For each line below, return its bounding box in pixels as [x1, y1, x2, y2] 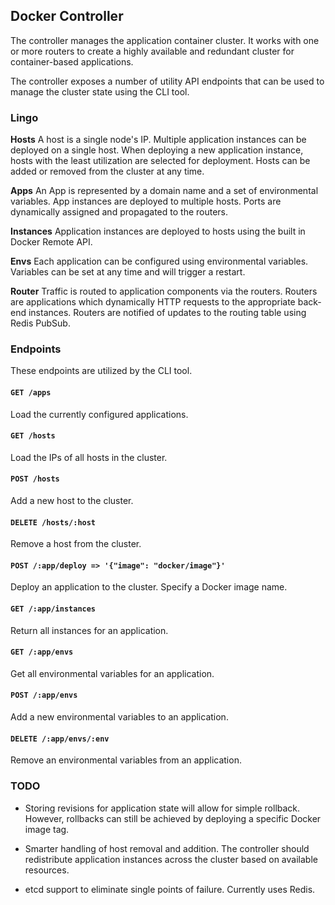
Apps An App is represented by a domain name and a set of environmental [10, 185, 319, 197]
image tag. [24, 823, 70, 835]
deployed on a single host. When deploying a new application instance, [10, 144, 304, 156]
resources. [24, 864, 70, 876]
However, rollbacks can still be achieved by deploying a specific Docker [24, 812, 322, 824]
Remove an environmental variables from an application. [10, 754, 242, 766]
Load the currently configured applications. [10, 408, 189, 420]
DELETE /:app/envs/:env [10, 734, 110, 744]
